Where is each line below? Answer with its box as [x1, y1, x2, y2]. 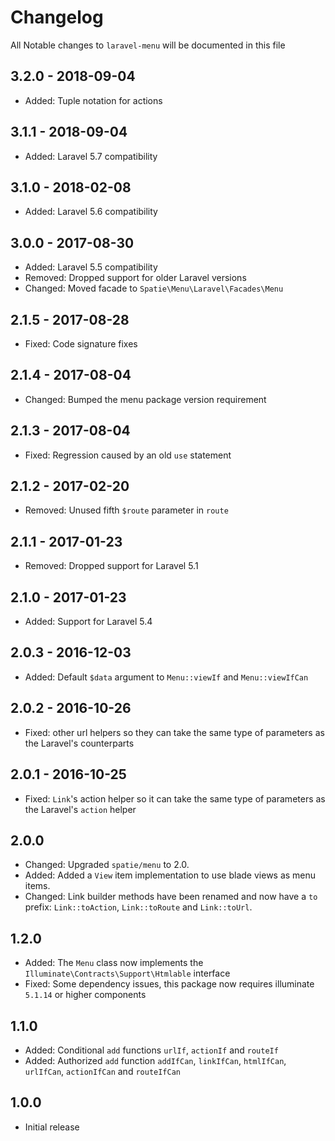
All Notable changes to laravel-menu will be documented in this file [10, 39, 286, 51]
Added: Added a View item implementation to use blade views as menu [24, 869, 317, 881]
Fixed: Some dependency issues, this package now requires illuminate [24, 978, 315, 990]
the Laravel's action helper [24, 803, 137, 815]
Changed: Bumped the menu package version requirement [24, 393, 267, 405]
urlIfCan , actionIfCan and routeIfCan [24, 1065, 181, 1077]
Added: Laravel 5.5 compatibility [24, 261, 158, 273]
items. [24, 880, 51, 892]
